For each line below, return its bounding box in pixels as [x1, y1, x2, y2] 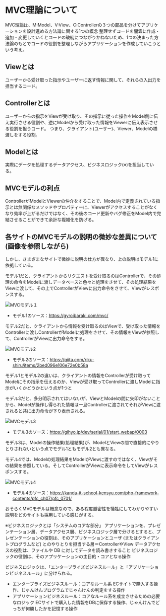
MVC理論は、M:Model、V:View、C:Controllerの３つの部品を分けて [5, 22, 141, 28]
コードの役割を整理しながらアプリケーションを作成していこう [31, 40, 157, 46]
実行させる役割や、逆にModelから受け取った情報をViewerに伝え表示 [9, 119, 150, 125]
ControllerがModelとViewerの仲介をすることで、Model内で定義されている [5, 198, 156, 204]
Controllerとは [5, 99, 51, 107]
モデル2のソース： [12, 357, 50, 363]
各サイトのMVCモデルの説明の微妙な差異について [5, 232, 158, 241]
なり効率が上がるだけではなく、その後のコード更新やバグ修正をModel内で [5, 211, 157, 217]
